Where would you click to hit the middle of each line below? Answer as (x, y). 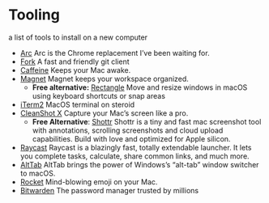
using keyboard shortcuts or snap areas (99, 95)
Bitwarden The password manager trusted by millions (109, 190)
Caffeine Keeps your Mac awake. (75, 70)
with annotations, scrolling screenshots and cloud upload (128, 130)
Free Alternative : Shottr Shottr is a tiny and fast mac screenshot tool (147, 121)
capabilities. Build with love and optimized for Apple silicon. (131, 138)
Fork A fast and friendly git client (75, 61)
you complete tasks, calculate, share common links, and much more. (134, 156)
